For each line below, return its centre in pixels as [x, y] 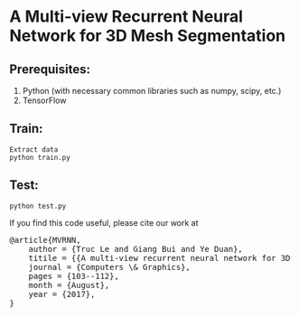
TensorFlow [44, 100]
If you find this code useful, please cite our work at [104, 222]
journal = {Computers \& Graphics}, [110, 267]
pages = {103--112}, [74, 276]
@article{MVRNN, [45, 240]
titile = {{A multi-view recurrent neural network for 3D [159, 258]
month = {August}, [69, 285]
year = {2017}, [62, 294]
